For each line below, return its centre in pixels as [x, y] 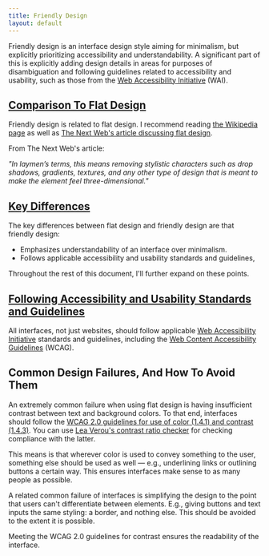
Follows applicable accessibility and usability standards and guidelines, [137, 258]
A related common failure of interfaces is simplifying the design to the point [132, 495]
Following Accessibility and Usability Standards [130, 298]
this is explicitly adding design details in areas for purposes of [110, 63]
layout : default [35, 23]
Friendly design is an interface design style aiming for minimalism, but [124, 46]
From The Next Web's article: [56, 148]
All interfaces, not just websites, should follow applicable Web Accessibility [132, 330]
